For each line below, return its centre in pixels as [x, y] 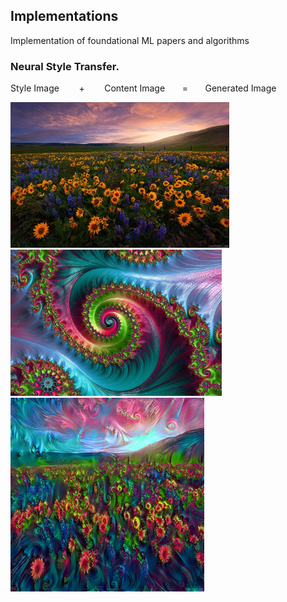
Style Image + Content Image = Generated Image [143, 88]
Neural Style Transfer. [65, 66]
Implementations [64, 16]
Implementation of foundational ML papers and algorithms [130, 40]
